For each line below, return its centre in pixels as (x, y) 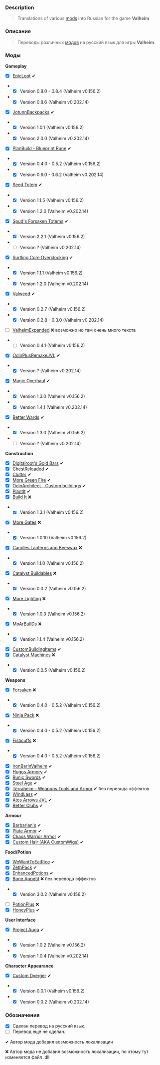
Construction (19, 453)
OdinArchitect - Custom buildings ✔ (49, 486)
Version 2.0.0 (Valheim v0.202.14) (54, 139)
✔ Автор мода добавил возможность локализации (59, 1041)
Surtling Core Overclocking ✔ (43, 257)
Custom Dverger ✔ (32, 975)
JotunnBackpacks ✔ (33, 112)
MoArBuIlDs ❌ (27, 624)
